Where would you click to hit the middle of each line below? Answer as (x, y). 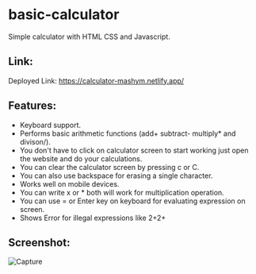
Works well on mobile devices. (69, 183)
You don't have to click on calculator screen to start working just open (134, 150)
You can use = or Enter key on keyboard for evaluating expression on (132, 201)
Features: (32, 106)
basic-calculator (64, 15)
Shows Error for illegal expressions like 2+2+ (93, 218)
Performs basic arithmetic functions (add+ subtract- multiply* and (128, 133)
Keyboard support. (50, 125)
